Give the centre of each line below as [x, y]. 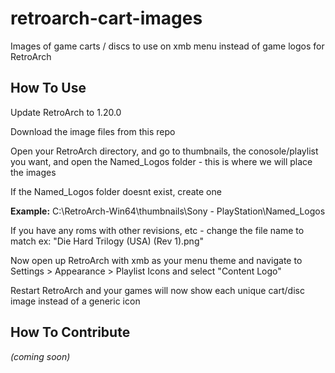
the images [33, 172]
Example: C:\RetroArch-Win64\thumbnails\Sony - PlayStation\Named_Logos [168, 211]
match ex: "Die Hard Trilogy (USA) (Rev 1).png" [107, 241]
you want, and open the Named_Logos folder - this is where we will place [161, 161]
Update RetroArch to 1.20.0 [66, 112]
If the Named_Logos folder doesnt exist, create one [116, 191]
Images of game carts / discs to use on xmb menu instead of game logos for [167, 46]
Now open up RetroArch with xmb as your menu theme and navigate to [156, 260]
